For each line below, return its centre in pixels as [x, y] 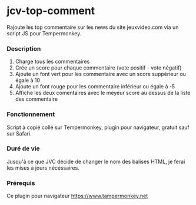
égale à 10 [28, 80]
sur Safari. [19, 133]
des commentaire [36, 99]
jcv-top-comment [51, 11]
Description [24, 48]
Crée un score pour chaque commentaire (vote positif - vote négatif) [98, 68]
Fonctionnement [31, 114]
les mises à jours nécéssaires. [43, 168]
